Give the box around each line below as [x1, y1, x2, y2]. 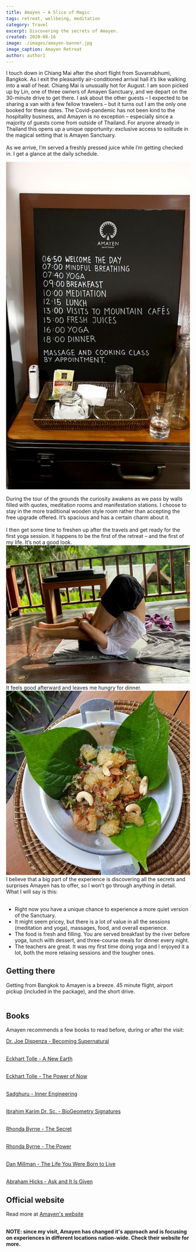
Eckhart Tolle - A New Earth [6, 1056, 73, 1063]
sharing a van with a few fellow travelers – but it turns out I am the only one [6, 100, 187, 108]
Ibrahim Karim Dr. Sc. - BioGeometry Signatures [6, 1108, 121, 1115]
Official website [6, 1195, 65, 1205]
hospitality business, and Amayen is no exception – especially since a [6, 113, 173, 120]
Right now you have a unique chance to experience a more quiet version [14, 905, 188, 912]
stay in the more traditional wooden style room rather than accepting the [6, 508, 180, 515]
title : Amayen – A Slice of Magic [6, 9, 90, 15]
